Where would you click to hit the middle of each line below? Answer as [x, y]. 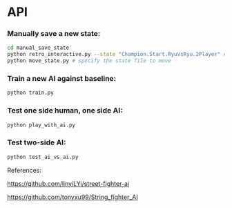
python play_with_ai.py [41, 125]
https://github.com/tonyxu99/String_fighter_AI [72, 197]
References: [24, 170]
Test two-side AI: [37, 142]
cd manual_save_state [38, 48]
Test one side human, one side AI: [65, 111]
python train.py [30, 93]
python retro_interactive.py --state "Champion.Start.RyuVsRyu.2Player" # [117, 55]
